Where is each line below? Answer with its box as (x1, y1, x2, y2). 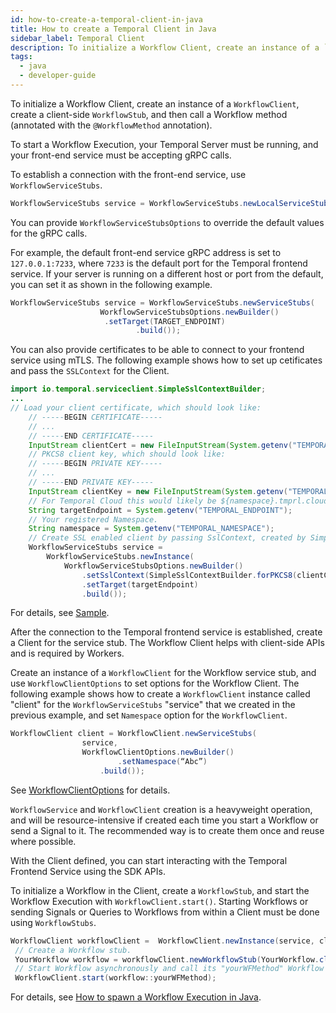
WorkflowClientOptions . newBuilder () (81, 747, 235, 758)
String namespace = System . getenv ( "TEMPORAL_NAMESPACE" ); (28, 524, 275, 534)
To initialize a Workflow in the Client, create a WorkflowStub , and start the (10, 884, 310, 896)
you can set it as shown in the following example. (10, 278, 213, 290)
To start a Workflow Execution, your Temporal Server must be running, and (10, 138, 319, 150)
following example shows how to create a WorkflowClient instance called (10, 688, 311, 700)
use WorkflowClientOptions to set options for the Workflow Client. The (10, 677, 300, 690)
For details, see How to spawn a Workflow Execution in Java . (10, 991, 262, 1003)
